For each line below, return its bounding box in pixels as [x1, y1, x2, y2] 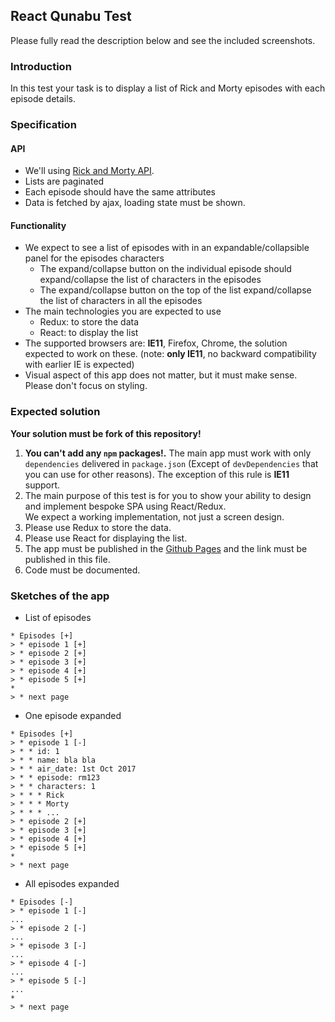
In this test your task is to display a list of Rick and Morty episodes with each [10, 82, 326, 94]
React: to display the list [39, 327, 139, 339]
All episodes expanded [24, 878, 120, 890]
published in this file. [24, 553, 111, 565]
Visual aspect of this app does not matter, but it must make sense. [24, 369, 298, 381]
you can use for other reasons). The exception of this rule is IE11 [24, 468, 290, 480]
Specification [10, 118, 77, 132]
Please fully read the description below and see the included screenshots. [10, 34, 316, 46]
